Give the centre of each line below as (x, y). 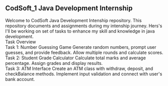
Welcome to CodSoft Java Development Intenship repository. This (73, 20)
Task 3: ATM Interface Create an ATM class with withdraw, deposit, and (79, 68)
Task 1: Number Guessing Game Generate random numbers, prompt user (81, 47)
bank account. (20, 79)
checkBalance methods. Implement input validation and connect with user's (84, 74)
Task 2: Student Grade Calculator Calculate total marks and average (75, 58)
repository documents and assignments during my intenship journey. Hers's (84, 26)
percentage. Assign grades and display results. (54, 63)
